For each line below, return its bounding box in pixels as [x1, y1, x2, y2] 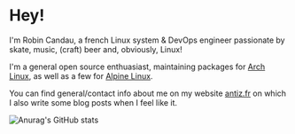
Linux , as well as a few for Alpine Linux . [9, 70, 153, 81]
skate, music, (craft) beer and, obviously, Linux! [9, 43, 183, 54]
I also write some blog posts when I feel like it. [9, 97, 178, 107]
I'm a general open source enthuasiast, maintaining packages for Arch [9, 61, 266, 72]
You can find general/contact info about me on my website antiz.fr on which [9, 88, 286, 99]
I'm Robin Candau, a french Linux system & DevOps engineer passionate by [9, 35, 285, 45]
